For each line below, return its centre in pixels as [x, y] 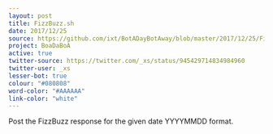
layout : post [30, 16]
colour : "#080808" [39, 83]
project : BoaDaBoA [39, 46]
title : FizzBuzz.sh [41, 23]
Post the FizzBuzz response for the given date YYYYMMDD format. [121, 121]
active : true [30, 53]
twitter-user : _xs [39, 69]
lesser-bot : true [38, 76]
